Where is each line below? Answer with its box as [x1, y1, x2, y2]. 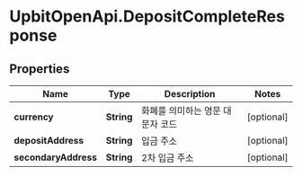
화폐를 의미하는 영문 [141, 105, 222, 117]
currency [13, 110, 54, 123]
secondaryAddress [13, 151, 97, 163]
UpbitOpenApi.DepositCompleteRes [9, 6, 286, 27]
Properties [9, 61, 70, 76]
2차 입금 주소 [141, 152, 194, 163]
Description [164, 88, 216, 100]
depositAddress [13, 135, 84, 146]
